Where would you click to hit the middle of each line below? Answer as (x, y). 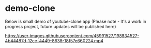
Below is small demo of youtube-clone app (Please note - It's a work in (76, 21)
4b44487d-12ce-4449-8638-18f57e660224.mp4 (54, 40)
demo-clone (30, 8)
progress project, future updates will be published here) (60, 26)
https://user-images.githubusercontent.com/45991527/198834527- (72, 36)
